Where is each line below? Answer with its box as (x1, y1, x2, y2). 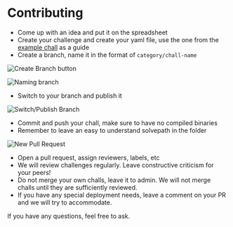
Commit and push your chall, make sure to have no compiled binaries (17, 118, 218, 127)
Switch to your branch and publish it (17, 91, 123, 100)
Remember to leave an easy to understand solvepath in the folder (17, 126, 207, 134)
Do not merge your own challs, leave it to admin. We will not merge (17, 176, 211, 184)
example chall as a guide (17, 43, 90, 51)
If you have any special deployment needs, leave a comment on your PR (17, 190, 227, 199)
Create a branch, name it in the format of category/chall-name (17, 51, 197, 59)
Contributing (7, 5, 84, 21)
